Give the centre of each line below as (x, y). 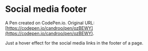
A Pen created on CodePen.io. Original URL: (50, 23)
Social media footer (46, 9)
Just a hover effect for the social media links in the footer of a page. (74, 43)
